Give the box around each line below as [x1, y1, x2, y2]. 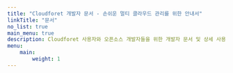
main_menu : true [7, 29, 54, 37]
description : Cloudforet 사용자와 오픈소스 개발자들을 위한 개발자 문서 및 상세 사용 [7, 36, 226, 43]
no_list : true [7, 23, 49, 30]
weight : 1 [32, 56, 61, 63]
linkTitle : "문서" [7, 17, 58, 24]
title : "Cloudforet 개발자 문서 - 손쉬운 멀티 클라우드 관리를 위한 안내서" [7, 10, 203, 17]
